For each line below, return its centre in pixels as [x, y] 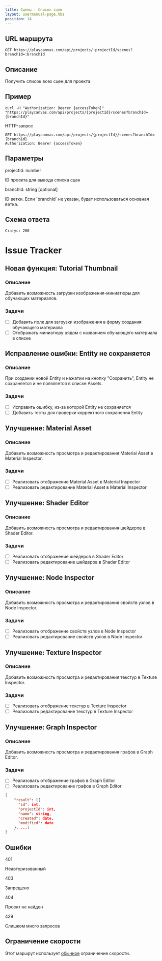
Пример [18, 97]
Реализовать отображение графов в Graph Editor [64, 781]
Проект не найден [24, 907]
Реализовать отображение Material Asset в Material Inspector [76, 481]
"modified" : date [36, 823]
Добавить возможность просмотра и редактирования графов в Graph [79, 752]
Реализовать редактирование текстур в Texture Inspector [73, 712]
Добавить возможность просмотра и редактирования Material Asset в [79, 453]
